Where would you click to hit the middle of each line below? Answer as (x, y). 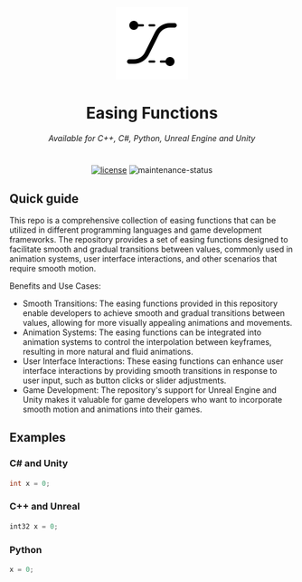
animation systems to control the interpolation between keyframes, (147, 341)
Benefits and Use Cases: (55, 286)
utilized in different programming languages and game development (136, 230)
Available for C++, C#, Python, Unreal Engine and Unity (152, 138)
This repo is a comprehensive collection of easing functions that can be (143, 220)
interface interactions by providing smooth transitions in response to (150, 370)
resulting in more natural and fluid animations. (108, 351)
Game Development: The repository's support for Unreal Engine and (150, 390)
